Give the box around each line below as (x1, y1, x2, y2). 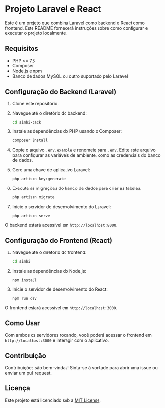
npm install (12, 277, 37, 282)
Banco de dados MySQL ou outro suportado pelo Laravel (12, 73, 128, 79)
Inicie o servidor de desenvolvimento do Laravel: (12, 204, 111, 210)
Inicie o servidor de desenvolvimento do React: (12, 286, 108, 292)
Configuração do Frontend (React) (5, 236, 112, 245)
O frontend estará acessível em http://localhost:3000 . (5, 305, 118, 311)
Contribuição (5, 351, 47, 360)
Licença (5, 384, 31, 392)
